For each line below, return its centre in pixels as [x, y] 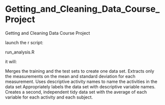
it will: [11, 61]
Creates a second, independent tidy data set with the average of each [76, 92]
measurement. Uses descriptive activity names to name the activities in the [81, 81]
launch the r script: [24, 42]
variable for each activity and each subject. [49, 97]
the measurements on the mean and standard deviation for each [70, 76]
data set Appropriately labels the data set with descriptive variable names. [81, 86]
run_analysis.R [20, 52]
